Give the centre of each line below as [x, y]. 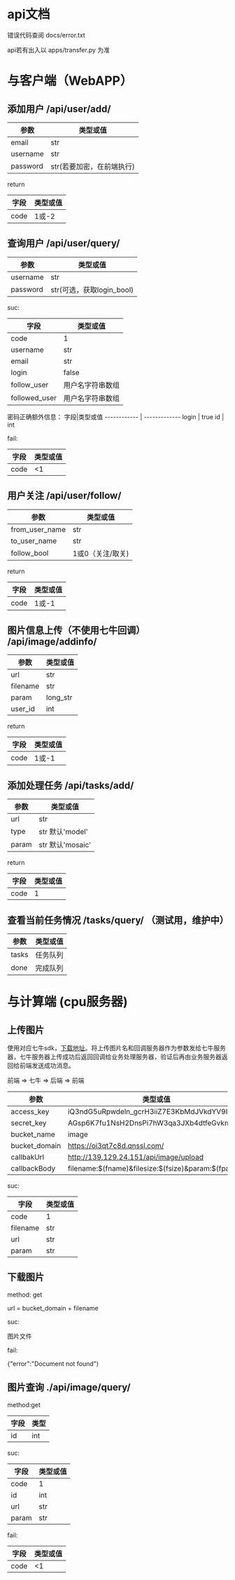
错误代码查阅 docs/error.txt [46, 35]
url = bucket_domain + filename [53, 1308]
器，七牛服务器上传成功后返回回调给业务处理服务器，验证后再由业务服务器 [114, 1057]
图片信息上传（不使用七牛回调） [76, 630]
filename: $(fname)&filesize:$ [115, 1168]
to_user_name [34, 541]
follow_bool [30, 553]
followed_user [34, 397]
